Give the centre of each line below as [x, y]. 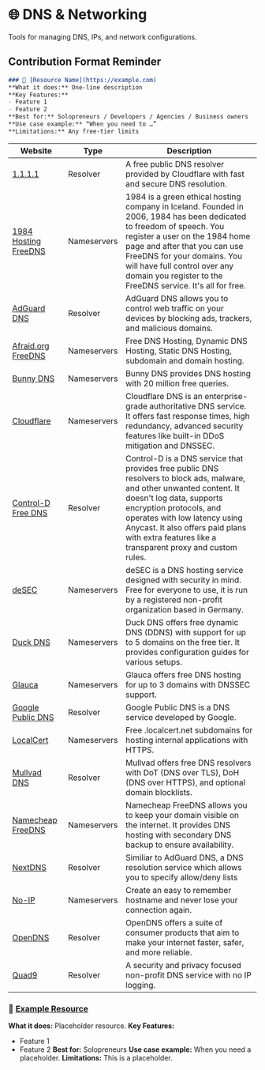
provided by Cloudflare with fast [185, 174]
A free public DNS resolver [175, 164]
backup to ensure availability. [180, 845]
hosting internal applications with [187, 740]
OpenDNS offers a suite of [174, 922]
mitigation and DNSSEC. [170, 446]
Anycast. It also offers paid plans [186, 527]
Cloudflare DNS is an [164, 396]
